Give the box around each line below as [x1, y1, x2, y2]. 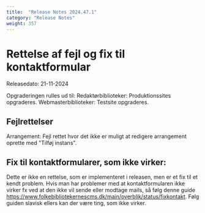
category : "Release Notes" [6, 15, 75, 21]
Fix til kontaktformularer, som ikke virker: [6, 157, 166, 168]
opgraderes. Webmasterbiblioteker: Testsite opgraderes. [6, 99, 149, 106]
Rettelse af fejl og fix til [6, 47, 125, 61]
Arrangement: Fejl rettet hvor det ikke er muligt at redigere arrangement [6, 133, 187, 140]
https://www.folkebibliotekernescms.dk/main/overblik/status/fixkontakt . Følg [6, 193, 199, 200]
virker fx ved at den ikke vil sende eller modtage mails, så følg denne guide [6, 186, 196, 193]
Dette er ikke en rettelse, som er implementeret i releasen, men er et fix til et [6, 173, 198, 180]
